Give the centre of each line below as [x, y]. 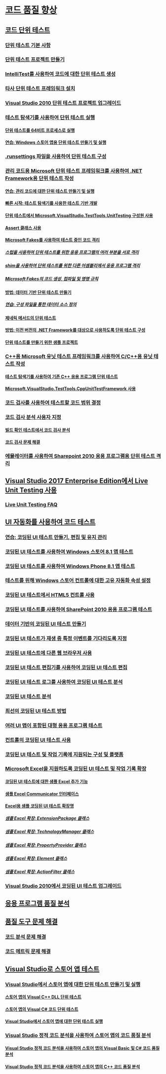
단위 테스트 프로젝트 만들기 [35, 60]
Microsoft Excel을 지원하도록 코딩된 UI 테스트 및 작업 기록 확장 [76, 769]
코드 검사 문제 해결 [23, 442]
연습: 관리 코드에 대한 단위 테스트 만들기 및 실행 [50, 191]
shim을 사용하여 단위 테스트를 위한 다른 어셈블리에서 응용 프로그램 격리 [73, 266]
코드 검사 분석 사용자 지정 [33, 417]
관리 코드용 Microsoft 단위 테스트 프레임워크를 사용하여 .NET [74, 171]
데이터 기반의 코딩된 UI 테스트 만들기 [46, 624]
